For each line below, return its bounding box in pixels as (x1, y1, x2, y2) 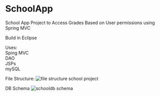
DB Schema (5, 85, 30, 91)
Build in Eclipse (5, 35, 37, 41)
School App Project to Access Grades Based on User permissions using (5, 20, 155, 26)
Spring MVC (5, 25, 31, 31)
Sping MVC (5, 50, 29, 56)
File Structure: (5, 75, 35, 81)
